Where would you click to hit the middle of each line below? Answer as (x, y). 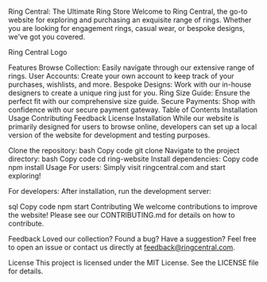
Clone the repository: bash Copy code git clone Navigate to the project (124, 151)
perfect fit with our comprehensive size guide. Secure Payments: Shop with (132, 101)
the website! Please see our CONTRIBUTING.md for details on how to (122, 215)
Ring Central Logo (38, 52)
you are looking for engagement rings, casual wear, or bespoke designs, (127, 28)
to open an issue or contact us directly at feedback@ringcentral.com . (122, 247)
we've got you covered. (47, 37)
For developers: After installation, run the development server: (110, 191)
